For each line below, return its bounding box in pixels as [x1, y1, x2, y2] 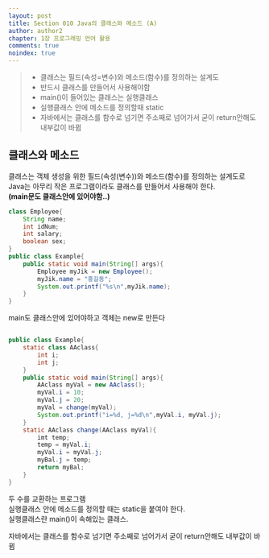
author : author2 [8, 27, 63, 35]
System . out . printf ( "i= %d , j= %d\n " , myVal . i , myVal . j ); [37, 411, 221, 419]
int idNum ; [23, 222, 60, 230]
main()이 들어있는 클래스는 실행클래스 [39, 93, 159, 101]
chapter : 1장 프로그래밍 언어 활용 [8, 34, 111, 43]
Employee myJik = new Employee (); [37, 267, 153, 275]
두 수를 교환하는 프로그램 [8, 494, 86, 503]
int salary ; [23, 230, 63, 238]
